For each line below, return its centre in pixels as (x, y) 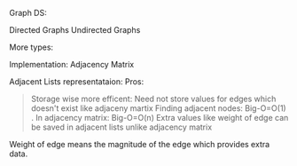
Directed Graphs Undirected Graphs (75, 30)
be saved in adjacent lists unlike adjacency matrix (121, 127)
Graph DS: (28, 13)
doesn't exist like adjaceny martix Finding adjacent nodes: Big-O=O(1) (158, 108)
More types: (31, 47)
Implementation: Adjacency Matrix (72, 64)
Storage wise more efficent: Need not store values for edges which (153, 99)
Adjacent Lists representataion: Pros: (77, 82)
